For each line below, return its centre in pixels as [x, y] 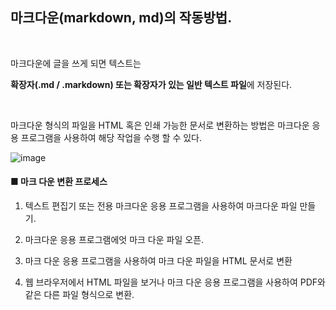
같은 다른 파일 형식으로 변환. [79, 295]
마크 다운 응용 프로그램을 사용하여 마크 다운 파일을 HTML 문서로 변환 [158, 261]
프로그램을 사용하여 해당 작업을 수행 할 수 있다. [111, 137]
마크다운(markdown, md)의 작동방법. [121, 18]
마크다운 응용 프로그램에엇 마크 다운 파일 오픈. [114, 240]
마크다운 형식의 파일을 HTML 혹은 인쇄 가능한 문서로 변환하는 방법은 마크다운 [160, 125]
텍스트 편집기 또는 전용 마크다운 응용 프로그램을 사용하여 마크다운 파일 [161, 206]
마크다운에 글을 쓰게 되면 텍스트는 [76, 63]
